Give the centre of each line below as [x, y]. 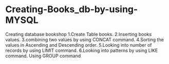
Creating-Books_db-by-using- [72, 9]
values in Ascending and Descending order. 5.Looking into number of [79, 45]
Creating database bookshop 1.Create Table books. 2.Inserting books [79, 34]
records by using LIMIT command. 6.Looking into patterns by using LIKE [82, 50]
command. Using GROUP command [43, 56]
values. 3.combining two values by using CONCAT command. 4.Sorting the [85, 40]
